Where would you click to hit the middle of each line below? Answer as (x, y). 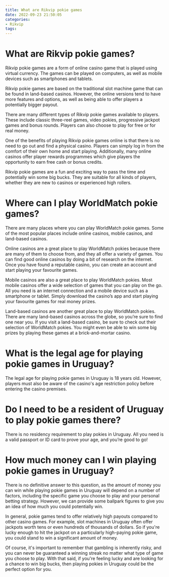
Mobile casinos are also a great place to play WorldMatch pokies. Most (79, 280)
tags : (11, 29)
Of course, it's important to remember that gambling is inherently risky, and (83, 548)
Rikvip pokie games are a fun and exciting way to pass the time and (75, 172)
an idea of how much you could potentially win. (54, 506)
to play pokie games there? (63, 420)
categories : (18, 19)
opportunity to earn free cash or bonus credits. (54, 162)
